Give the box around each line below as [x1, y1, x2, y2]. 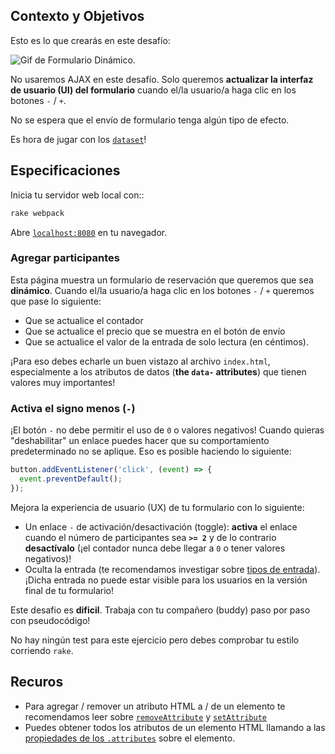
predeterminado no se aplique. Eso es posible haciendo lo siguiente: [10, 445, 292, 458]
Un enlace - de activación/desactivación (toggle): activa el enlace [24, 520, 298, 533]
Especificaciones [10, 162, 121, 179]
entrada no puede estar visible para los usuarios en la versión [53, 574, 308, 586]
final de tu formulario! [24, 584, 114, 596]
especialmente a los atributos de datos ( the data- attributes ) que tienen [10, 365, 307, 378]
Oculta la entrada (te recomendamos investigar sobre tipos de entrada [24, 563, 315, 575]
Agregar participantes [10, 251, 120, 265]
